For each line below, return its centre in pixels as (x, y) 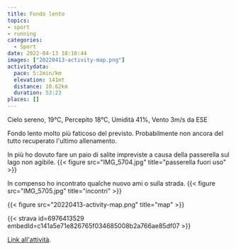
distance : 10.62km (41, 86)
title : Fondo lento (36, 14)
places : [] (23, 100)
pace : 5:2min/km (38, 73)
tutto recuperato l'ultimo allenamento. (62, 141)
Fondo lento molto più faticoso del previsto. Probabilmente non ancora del (116, 133)
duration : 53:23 (38, 93)
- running (22, 34)
